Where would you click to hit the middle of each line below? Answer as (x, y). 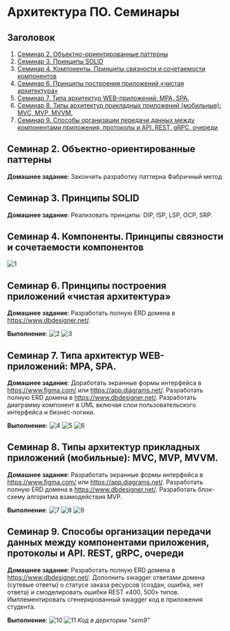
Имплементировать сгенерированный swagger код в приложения (105, 599)
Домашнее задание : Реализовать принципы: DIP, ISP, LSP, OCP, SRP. (110, 215)
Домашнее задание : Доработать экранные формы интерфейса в (104, 383)
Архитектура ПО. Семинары (93, 12)
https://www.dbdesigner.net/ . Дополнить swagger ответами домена (106, 577)
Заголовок (31, 38)
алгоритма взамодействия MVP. (75, 496)
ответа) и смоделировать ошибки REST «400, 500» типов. (93, 592)
